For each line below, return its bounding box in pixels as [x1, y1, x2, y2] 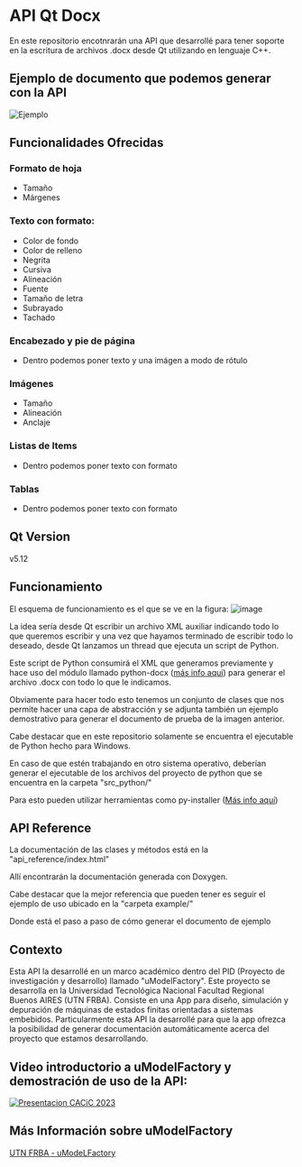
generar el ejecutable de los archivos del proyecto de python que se [9, 767, 263, 778]
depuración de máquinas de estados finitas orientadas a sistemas [9, 1005, 254, 1015]
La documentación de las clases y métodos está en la [9, 844, 209, 855]
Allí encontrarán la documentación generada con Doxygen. [9, 871, 228, 882]
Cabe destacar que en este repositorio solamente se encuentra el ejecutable [9, 731, 294, 741]
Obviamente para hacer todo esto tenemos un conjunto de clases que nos [9, 694, 285, 704]
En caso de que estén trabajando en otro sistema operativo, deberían [9, 758, 267, 768]
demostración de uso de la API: [9, 1073, 188, 1089]
